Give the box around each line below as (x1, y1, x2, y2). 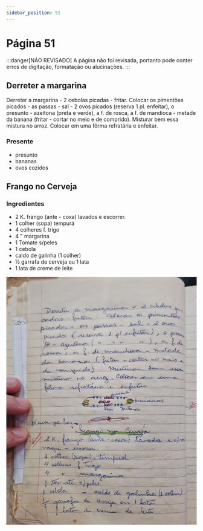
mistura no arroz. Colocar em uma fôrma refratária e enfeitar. (6, 122, 158, 129)
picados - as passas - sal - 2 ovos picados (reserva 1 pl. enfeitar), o (6, 103, 175, 110)
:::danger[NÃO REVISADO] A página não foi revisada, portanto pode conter (6, 56, 193, 64)
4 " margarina (14, 233, 50, 240)
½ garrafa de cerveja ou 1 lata (14, 258, 89, 265)
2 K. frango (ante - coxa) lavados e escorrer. (14, 213, 126, 221)
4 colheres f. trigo (14, 226, 60, 233)
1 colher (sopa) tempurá (14, 220, 75, 227)
